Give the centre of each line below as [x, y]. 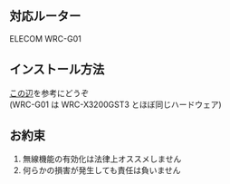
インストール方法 [57, 69]
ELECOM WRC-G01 [45, 38]
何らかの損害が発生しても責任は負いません [101, 170]
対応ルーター [45, 16]
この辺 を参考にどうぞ [49, 92]
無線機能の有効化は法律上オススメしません [102, 159]
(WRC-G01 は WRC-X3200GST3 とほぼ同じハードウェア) [115, 104]
